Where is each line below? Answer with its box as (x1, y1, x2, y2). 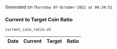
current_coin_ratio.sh (5, 27, 51, 32)
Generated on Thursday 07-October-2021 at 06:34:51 (5, 4, 113, 10)
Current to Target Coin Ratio (5, 16, 73, 23)
